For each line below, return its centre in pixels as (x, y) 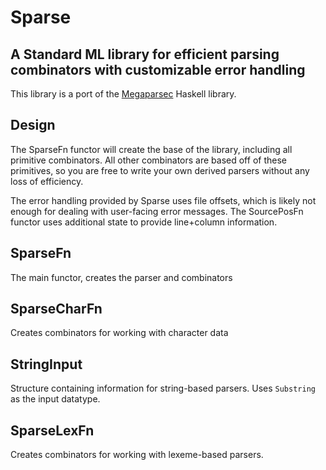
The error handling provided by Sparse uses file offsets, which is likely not (163, 200)
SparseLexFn (52, 430)
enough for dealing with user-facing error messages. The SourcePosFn (157, 211)
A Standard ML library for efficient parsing (145, 54)
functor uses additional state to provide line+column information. (144, 222)
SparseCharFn (56, 309)
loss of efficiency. (47, 181)
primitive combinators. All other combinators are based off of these (148, 160)
